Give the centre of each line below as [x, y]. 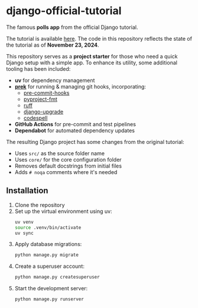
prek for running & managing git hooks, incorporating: [80, 86]
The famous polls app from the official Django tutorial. [72, 27]
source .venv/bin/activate [48, 227]
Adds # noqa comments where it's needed [66, 172]
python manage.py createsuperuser [57, 277]
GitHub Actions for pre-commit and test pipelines [75, 124]
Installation [27, 191]
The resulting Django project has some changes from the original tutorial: [95, 142]
